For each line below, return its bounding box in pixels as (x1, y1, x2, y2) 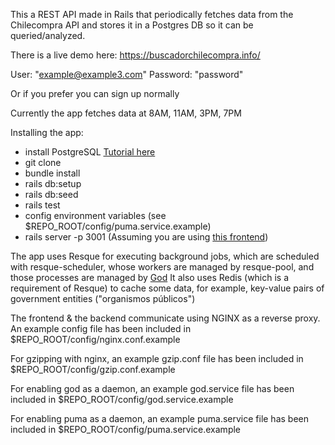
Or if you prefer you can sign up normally (10, 88, 180, 99)
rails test (24, 199, 61, 211)
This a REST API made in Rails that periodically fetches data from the (10, 9, 294, 20)
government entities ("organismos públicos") (10, 293, 196, 304)
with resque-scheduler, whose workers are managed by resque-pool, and (10, 261, 315, 273)
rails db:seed (24, 189, 79, 200)
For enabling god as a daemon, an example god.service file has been (10, 383, 295, 394)
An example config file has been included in (10, 323, 192, 334)
